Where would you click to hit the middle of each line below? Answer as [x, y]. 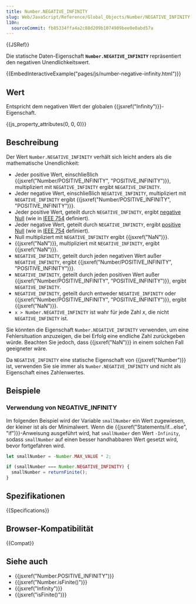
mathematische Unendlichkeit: [43, 163]
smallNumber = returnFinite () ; [50, 472]
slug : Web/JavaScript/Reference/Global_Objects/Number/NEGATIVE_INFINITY [98, 17]
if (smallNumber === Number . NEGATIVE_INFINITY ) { [68, 467]
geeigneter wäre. [27, 349]
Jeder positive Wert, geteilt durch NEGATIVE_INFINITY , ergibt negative [98, 212]
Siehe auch [27, 562]
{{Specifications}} [28, 510]
